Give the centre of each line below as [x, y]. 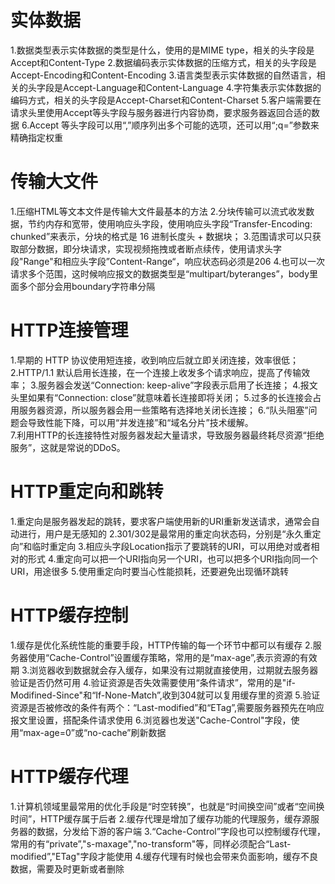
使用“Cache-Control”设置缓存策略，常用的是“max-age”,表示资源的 [163, 657]
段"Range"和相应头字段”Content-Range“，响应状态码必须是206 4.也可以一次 [168, 261]
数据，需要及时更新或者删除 [67, 868]
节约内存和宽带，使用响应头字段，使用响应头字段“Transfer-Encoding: [170, 223]
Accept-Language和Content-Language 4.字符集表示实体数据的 [192, 87]
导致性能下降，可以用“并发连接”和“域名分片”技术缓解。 [140, 422]
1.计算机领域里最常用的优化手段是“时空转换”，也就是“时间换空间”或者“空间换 [167, 806]
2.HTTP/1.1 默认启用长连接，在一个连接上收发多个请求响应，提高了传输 [156, 372]
